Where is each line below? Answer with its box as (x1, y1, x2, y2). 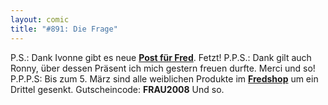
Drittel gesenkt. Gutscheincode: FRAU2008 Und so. (10, 83, 225, 95)
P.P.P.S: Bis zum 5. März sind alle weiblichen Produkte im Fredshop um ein (10, 72, 319, 85)
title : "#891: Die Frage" (10, 24, 118, 34)
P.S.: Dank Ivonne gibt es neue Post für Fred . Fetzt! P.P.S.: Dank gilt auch (10, 51, 312, 63)
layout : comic (10, 14, 70, 25)
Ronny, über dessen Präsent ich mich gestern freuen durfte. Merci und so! (10, 62, 316, 74)
